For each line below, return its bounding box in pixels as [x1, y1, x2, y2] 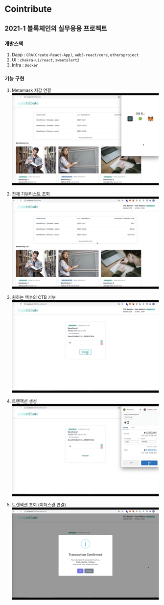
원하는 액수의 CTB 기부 [11, 294, 56, 300]
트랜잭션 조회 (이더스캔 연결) [11, 501, 67, 507]
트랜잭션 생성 [11, 398, 37, 404]
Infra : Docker [11, 62, 39, 68]
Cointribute [4, 3, 52, 15]
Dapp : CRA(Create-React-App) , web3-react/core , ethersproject [11, 52, 139, 58]
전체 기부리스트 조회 [11, 191, 50, 197]
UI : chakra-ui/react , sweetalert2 [11, 57, 80, 62]
